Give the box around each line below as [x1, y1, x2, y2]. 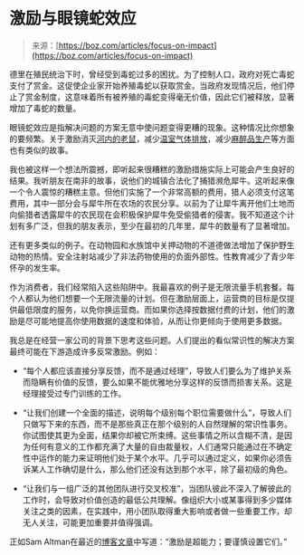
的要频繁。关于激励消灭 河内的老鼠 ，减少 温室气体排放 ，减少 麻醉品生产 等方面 [9, 133, 295, 144]
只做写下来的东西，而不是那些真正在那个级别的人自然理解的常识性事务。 [22, 418, 292, 429]
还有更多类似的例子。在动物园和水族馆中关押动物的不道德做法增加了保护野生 [9, 239, 295, 250]
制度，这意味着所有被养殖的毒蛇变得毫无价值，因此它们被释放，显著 [40, 91, 295, 102]
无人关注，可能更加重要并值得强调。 [22, 517, 158, 528]
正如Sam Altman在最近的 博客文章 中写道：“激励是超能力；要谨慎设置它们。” [9, 536, 288, 547]
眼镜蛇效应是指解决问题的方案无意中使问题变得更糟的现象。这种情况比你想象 [9, 121, 295, 132]
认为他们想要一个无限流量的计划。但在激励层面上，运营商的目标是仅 [33, 292, 287, 303]
